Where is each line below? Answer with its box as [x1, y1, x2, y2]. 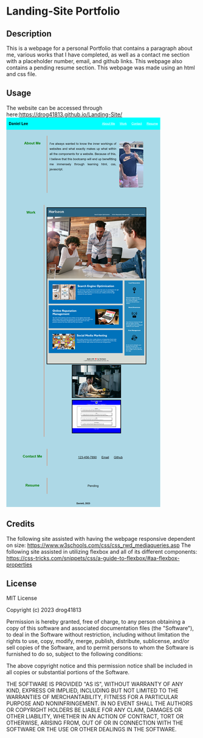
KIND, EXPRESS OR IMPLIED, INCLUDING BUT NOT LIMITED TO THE [6, 687, 179, 694]
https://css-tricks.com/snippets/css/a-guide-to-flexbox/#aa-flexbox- [6, 554, 180, 562]
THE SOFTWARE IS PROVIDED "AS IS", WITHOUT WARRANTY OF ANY [6, 680, 184, 688]
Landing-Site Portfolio [6, 4, 120, 18]
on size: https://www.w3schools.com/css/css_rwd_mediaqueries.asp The [6, 541, 191, 549]
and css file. [6, 71, 37, 77]
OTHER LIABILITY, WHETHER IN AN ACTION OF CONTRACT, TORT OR [6, 713, 184, 720]
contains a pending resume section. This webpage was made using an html [6, 64, 196, 71]
